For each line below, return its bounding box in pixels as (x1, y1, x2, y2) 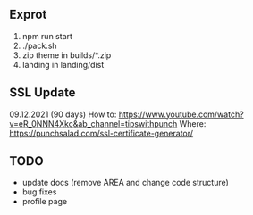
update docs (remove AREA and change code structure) (21, 178, 230, 188)
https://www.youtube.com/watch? (118, 109, 244, 120)
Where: (179, 118, 207, 128)
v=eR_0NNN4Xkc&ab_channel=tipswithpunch (9, 118, 178, 128)
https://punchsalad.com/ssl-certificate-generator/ (9, 128, 194, 138)
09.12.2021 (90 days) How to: (9, 109, 117, 120)
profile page (21, 196, 68, 207)
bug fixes (21, 186, 57, 197)
